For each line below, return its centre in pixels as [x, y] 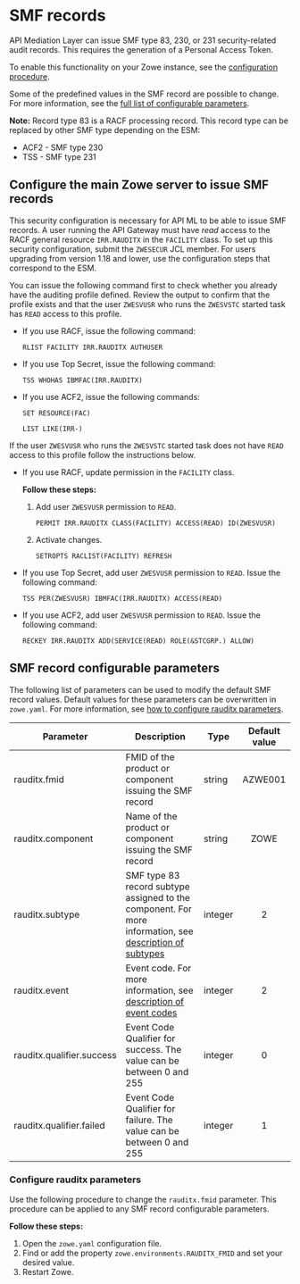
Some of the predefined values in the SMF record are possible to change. [144, 94]
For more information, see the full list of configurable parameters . [129, 103]
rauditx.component [54, 838]
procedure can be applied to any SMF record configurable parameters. [139, 1209]
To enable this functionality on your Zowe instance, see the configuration [144, 67]
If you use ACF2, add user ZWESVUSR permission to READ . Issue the [142, 615]
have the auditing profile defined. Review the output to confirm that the [140, 295]
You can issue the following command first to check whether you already [143, 285]
